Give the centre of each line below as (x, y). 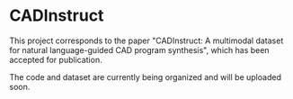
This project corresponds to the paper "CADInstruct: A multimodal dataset (146, 40)
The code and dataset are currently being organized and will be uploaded (145, 76)
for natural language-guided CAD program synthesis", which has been (139, 49)
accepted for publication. (56, 59)
